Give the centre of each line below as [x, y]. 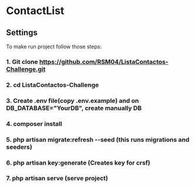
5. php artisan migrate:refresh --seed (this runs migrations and [98, 139]
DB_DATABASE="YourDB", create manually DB [74, 108]
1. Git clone [22, 62]
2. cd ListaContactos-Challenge [53, 85]
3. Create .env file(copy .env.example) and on [73, 100]
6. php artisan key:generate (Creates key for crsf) [78, 163]
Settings [22, 33]
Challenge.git [26, 69]
